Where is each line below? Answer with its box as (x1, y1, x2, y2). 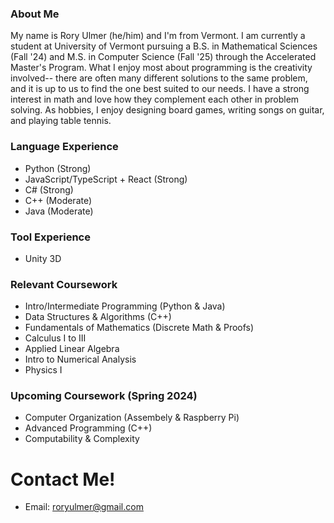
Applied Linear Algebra (24, 343, 120, 355)
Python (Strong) (24, 162, 92, 174)
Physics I (24, 364, 63, 376)
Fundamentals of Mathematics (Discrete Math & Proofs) (24, 322, 255, 334)
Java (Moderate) (24, 205, 94, 217)
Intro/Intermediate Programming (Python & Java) (24, 300, 226, 312)
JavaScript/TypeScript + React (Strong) (24, 173, 188, 185)
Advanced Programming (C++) (24, 422, 153, 434)
